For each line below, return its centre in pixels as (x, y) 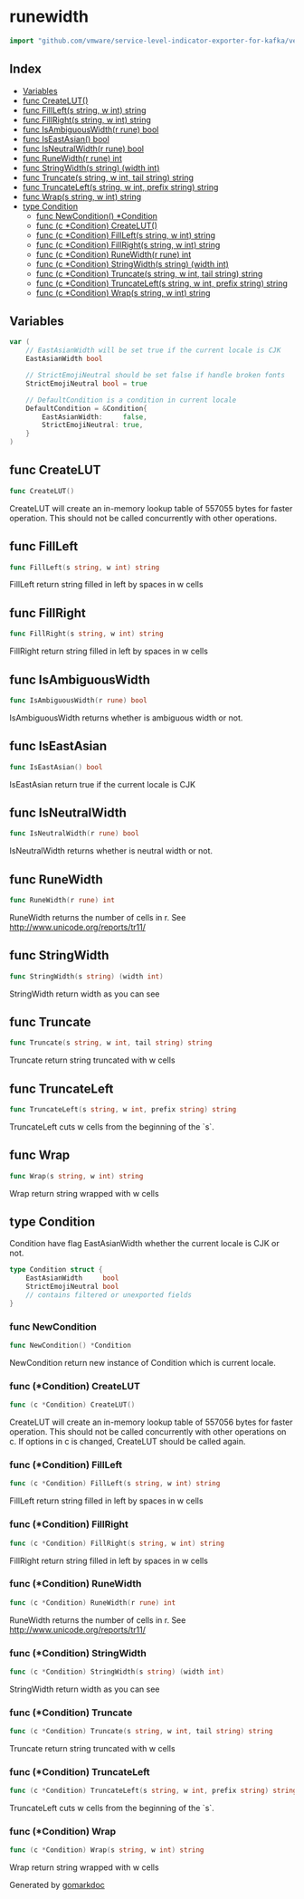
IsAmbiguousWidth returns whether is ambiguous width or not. (126, 718)
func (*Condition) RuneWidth (76, 1584)
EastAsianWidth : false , (95, 417)
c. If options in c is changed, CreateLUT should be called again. (128, 1442)
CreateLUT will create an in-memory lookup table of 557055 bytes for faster (151, 508)
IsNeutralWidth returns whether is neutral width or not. (111, 851)
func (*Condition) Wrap (62, 1832)
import (22, 41)
